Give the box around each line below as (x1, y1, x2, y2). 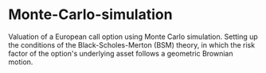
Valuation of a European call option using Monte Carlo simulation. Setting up (8, 32, 259, 41)
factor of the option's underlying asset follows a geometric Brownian (8, 48, 233, 58)
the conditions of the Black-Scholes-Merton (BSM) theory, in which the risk (8, 40, 256, 49)
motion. (8, 57, 33, 67)
